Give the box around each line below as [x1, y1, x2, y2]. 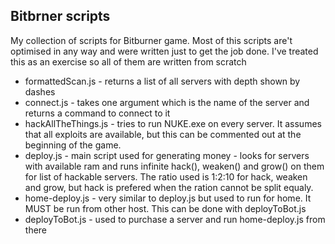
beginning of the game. [24, 139, 122, 151]
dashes [24, 85, 56, 98]
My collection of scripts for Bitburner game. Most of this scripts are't [10, 34, 293, 46]
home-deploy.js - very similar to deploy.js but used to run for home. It [24, 192, 312, 204]
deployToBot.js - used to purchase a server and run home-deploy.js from [24, 213, 326, 225]
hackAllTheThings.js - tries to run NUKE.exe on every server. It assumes [24, 117, 322, 129]
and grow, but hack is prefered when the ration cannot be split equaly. [24, 181, 314, 193]
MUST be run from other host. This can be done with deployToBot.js [24, 202, 307, 214]
